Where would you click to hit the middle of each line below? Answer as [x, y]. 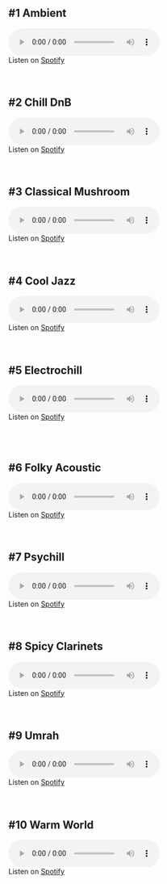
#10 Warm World [51, 825]
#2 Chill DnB [40, 103]
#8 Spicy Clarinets [56, 646]
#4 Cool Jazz [42, 281]
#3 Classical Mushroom [69, 192]
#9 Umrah [34, 735]
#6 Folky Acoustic [55, 468]
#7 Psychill [36, 557]
